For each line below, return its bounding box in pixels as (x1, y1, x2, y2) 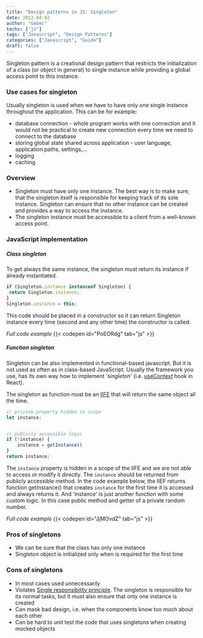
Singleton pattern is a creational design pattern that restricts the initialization (6, 59, 197, 67)
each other (15, 612, 42, 619)
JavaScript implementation (6, 235, 88, 244)
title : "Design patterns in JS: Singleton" (6, 9, 118, 15)
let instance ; (6, 415, 42, 421)
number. (6, 503, 27, 510)
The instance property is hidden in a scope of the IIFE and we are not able (6, 464, 192, 472)
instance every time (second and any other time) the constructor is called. (6, 318, 191, 326)
